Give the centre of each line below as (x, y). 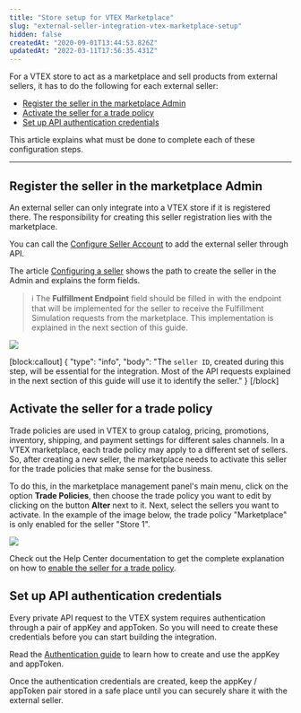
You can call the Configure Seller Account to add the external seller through (149, 244)
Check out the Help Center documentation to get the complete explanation (147, 558)
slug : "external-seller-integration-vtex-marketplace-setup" (126, 26)
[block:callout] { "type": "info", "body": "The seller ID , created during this (147, 361)
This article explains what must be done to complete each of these (132, 140)
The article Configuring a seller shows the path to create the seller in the (143, 271)
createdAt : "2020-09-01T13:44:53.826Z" (84, 43)
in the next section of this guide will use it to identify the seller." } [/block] (144, 380)
